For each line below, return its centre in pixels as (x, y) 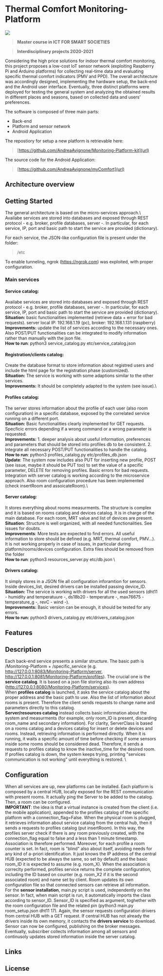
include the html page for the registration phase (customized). (67, 371)
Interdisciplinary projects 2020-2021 (55, 51)
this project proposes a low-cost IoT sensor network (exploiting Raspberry (80, 66)
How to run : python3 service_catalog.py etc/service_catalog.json (71, 343)
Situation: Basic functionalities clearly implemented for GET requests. (75, 423)
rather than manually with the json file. (43, 338)
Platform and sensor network (41, 126)
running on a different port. (32, 418)
